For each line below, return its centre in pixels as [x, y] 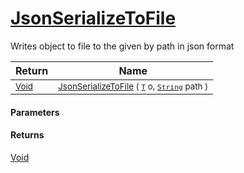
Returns [27, 135]
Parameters [35, 112]
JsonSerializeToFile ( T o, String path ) [133, 86]
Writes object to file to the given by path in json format [122, 46]
